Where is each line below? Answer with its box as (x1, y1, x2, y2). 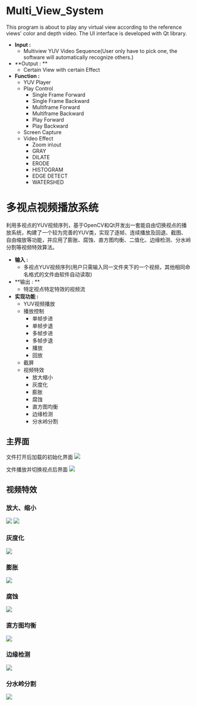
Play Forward (32, 116, 64, 123)
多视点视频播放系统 (6, 201, 99, 215)
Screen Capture (23, 128, 62, 136)
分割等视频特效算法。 (6, 243, 57, 250)
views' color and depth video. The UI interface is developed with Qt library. (6, 29, 187, 36)
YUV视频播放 (23, 300, 56, 307)
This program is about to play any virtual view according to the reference (6, 24, 182, 31)
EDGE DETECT (32, 172, 68, 179)
